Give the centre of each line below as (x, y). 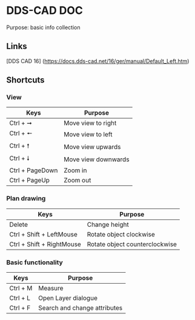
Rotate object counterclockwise (132, 244)
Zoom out (77, 181)
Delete (19, 224)
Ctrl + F (20, 308)
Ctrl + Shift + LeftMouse (43, 234)
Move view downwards (96, 159)
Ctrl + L (20, 298)
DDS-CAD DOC (45, 11)
